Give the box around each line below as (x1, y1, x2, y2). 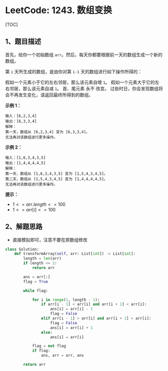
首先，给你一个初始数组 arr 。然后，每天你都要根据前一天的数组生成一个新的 (5, 51, 163, 58)
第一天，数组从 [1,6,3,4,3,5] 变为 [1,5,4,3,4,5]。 (5, 171, 108, 176)
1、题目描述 (5, 37, 42, 46)
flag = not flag (32, 343, 66, 349)
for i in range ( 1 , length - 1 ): (32, 297, 100, 302)
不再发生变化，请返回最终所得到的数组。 (9, 91, 93, 98)
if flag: (32, 348, 51, 353)
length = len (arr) (23, 256, 62, 261)
